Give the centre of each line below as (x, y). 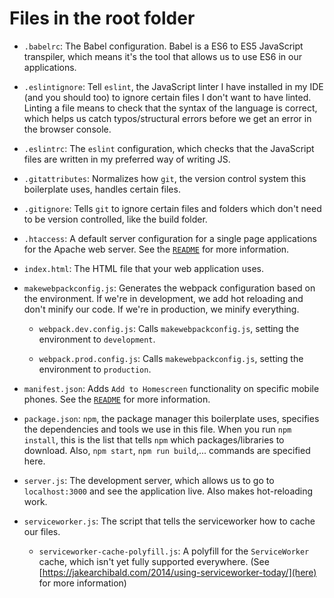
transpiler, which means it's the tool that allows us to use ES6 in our (162, 56)
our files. (42, 531)
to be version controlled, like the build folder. (115, 219)
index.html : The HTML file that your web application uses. (143, 268)
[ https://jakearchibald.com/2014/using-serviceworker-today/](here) (177, 572)
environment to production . (95, 369)
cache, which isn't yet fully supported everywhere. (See (154, 561)
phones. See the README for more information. (117, 399)
